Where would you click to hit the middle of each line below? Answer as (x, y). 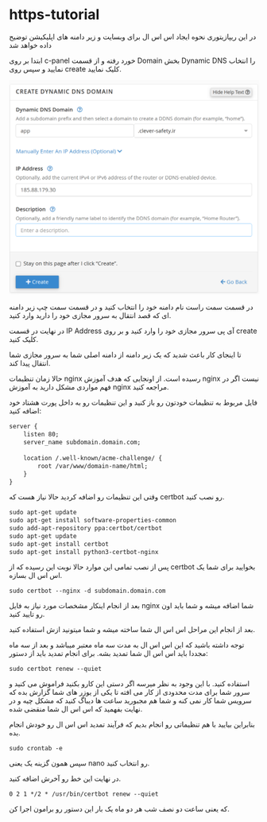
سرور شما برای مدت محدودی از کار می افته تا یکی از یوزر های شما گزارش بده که (130, 692)
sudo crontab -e (36, 748)
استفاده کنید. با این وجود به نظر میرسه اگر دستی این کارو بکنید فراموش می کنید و (129, 683)
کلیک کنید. (24, 339)
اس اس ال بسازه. (36, 575)
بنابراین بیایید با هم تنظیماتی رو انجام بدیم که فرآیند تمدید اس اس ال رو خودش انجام (132, 724)
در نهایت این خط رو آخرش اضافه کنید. (65, 778)
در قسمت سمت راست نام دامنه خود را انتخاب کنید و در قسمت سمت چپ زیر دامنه (131, 307)
